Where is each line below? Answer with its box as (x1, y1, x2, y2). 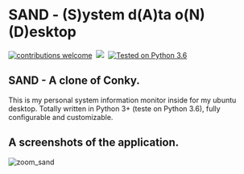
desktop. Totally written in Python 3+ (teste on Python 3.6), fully (8, 103, 221, 114)
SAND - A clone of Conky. (8, 74, 141, 88)
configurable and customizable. (8, 112, 114, 122)
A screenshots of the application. (8, 135, 180, 150)
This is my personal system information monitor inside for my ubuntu (8, 95, 237, 105)
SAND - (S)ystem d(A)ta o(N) (8, 6, 205, 24)
